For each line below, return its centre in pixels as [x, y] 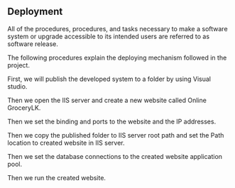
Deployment [35, 12]
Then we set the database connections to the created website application [115, 156]
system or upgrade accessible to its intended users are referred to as [109, 36]
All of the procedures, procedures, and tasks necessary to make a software [118, 28]
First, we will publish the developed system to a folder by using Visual [109, 79]
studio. [17, 86]
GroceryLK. [24, 107]
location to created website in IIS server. [66, 143]
